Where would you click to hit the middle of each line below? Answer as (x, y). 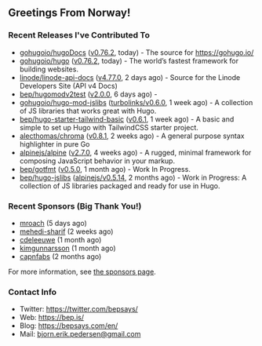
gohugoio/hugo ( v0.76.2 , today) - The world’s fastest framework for (129, 60)
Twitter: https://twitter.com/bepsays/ (79, 309)
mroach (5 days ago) (53, 223)
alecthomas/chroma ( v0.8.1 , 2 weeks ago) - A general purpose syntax (132, 136)
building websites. (49, 69)
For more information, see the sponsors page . (82, 271)
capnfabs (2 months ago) (60, 256)
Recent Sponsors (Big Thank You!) (75, 206)
